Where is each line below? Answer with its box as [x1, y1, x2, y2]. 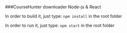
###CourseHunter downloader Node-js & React [5, 4, 102, 10]
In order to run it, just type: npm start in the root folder [5, 22, 115, 28]
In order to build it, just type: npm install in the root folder [5, 13, 123, 19]
